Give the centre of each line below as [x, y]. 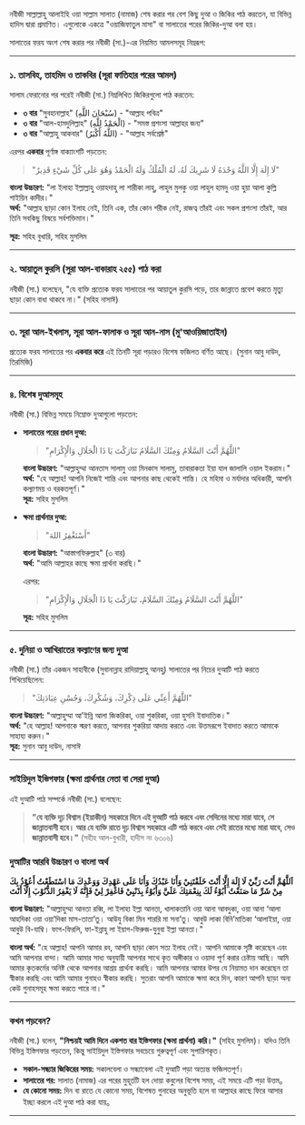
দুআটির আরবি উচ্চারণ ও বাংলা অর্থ [59, 861]
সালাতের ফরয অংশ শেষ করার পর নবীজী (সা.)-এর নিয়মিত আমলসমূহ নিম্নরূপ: [108, 42]
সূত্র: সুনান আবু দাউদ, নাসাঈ [45, 747]
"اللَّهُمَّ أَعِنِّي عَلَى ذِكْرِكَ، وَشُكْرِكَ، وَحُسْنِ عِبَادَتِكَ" [112, 698]
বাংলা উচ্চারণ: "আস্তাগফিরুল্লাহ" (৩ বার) [74, 553]
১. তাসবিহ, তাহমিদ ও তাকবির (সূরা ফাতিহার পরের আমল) [93, 75]
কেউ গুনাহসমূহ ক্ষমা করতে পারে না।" [58, 989]
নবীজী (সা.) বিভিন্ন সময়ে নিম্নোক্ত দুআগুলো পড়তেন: [74, 415]
